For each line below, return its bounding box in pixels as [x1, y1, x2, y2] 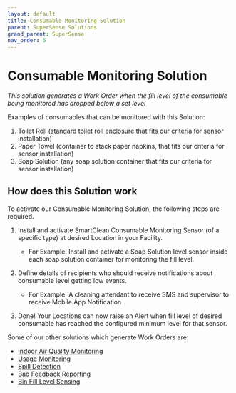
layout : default [7, 10, 56, 18]
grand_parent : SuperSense [7, 30, 84, 38]
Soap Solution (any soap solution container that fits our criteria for [17, 157, 212, 166]
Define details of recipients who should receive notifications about [17, 269, 213, 277]
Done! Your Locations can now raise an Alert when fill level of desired [17, 312, 222, 320]
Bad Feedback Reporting [17, 369, 91, 378]
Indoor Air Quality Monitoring [17, 347, 103, 355]
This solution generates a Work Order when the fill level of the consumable [7, 91, 228, 100]
